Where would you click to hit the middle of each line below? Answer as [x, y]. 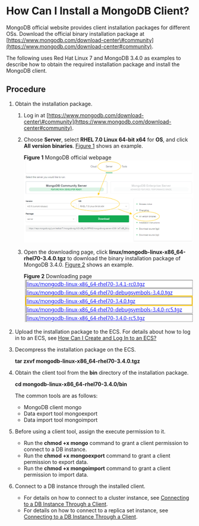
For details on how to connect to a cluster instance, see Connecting [106, 497]
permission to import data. [56, 474]
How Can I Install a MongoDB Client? [98, 11]
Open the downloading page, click [66, 252]
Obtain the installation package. [53, 104]
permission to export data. [56, 462]
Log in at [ [36, 115]
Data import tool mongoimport [61, 420]
